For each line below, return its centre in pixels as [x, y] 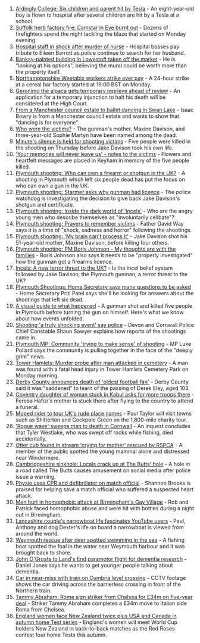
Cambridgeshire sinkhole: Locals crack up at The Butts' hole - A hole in [103, 464]
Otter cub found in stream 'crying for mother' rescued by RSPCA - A [99, 445]
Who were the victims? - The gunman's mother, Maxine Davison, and [100, 129]
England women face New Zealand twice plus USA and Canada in [96, 616]
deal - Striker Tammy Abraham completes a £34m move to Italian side [101, 603]
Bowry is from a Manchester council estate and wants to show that [97, 116]
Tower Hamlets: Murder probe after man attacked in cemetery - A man [102, 363]
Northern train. [34, 591]
